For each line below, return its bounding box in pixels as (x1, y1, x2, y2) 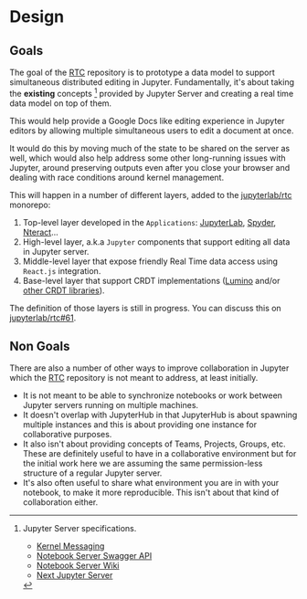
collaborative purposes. (22, 429, 112, 440)
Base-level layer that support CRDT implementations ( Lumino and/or (22, 275, 281, 286)
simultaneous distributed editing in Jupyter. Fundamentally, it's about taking (9, 77, 295, 88)
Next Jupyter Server (36, 570, 113, 581)
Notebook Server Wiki (36, 560, 120, 572)
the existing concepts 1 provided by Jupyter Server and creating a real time (9, 87, 294, 99)
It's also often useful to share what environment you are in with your (22, 478, 280, 489)
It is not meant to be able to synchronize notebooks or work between (22, 390, 283, 401)
